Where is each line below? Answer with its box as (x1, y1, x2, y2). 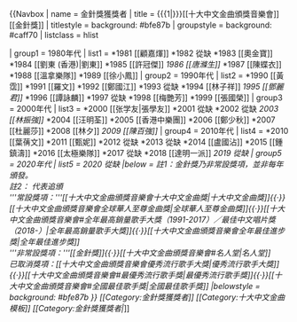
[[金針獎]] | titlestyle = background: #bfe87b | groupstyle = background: (9, 20, 272, 30)
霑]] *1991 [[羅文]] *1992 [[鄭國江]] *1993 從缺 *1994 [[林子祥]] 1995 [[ (9, 82, 269, 91)
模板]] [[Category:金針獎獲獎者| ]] (9, 303, 130, 313)
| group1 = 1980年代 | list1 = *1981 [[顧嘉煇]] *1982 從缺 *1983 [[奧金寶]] (9, 48, 273, 59)
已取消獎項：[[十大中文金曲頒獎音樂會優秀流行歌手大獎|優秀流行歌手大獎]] (9, 259, 280, 269)
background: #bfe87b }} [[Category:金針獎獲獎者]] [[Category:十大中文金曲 (9, 292, 285, 302)
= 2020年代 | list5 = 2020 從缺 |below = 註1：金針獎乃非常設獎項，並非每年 (9, 159, 284, 169)
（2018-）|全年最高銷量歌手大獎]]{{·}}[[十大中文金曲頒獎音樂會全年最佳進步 (9, 225, 285, 236)
